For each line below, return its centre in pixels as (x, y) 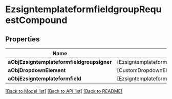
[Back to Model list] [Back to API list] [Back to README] (64, 91)
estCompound (36, 20)
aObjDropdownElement (37, 70)
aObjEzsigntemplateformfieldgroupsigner (60, 62)
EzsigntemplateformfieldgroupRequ (84, 9)
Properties (23, 39)
